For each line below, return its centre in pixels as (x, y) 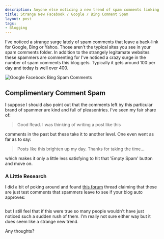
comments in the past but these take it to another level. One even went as (80, 134)
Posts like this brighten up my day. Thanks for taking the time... (81, 149)
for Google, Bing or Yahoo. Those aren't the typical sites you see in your (78, 47)
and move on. (19, 163)
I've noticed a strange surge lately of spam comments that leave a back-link (82, 42)
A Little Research (26, 176)
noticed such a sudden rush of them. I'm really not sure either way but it (78, 216)
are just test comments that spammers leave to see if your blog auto (74, 192)
